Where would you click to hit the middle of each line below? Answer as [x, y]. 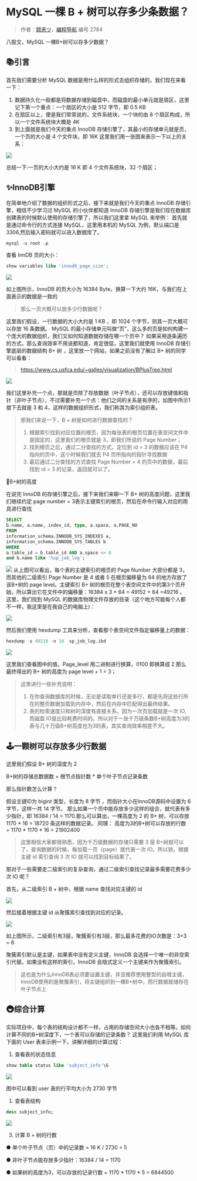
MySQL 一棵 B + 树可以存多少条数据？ [98, 12]
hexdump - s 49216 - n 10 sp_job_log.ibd [56, 641]
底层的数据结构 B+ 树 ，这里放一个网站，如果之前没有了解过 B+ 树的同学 [98, 351]
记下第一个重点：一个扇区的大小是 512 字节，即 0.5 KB [80, 107]
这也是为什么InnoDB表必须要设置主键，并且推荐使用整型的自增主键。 [104, 974]
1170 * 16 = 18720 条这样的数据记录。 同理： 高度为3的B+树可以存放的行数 [96, 823]
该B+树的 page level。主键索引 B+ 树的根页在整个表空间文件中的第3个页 [93, 585]
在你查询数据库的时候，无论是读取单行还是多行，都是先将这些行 [106, 696]
